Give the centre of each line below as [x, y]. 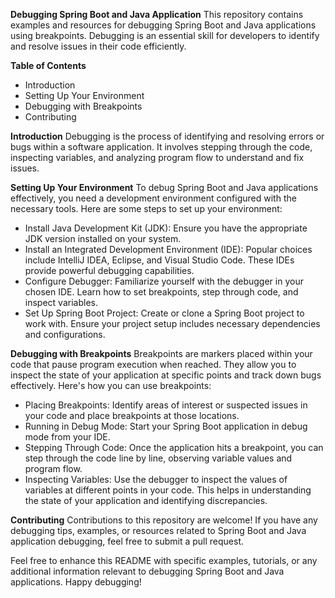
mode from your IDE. [67, 437]
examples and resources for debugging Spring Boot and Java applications [163, 25]
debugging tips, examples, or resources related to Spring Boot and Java [158, 530]
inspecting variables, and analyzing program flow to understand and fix [157, 157]
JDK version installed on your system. [103, 238]
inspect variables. [61, 302]
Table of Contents [48, 65]
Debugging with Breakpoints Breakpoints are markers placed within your [161, 353]
